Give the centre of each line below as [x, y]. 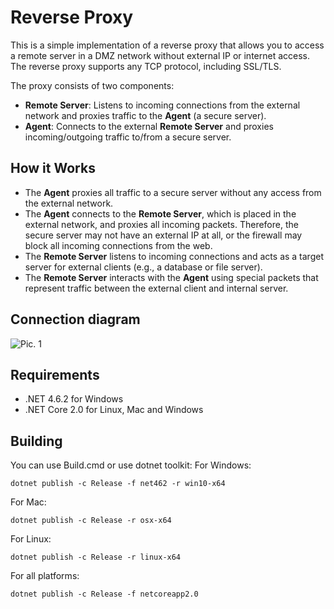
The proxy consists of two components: [92, 85]
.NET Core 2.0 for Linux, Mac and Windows [114, 410]
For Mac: [28, 502]
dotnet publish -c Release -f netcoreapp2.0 [104, 594]
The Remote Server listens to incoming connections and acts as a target [174, 256]
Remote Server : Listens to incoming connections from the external [162, 105]
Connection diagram [75, 319]
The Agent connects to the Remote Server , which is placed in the [160, 213]
